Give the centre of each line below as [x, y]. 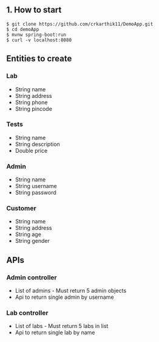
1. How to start [34, 10]
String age [28, 234]
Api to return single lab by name [55, 333]
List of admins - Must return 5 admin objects [71, 291]
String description [38, 144]
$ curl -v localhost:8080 [39, 40]
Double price [31, 150]
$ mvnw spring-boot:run [36, 35]
